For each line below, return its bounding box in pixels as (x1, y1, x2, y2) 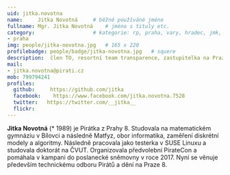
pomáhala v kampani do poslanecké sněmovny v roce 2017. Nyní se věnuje (7, 153, 218, 161)
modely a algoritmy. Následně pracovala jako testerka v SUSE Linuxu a (7, 138, 207, 147)
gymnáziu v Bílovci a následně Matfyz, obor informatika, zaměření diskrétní (7, 131, 219, 139)
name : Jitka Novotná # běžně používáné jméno (7, 16, 164, 23)
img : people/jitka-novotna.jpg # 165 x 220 (7, 42, 139, 49)
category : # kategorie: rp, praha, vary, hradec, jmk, (7, 29, 222, 36)
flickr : (13, 105, 36, 112)
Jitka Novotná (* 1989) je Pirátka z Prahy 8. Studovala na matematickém (7, 124, 212, 132)
